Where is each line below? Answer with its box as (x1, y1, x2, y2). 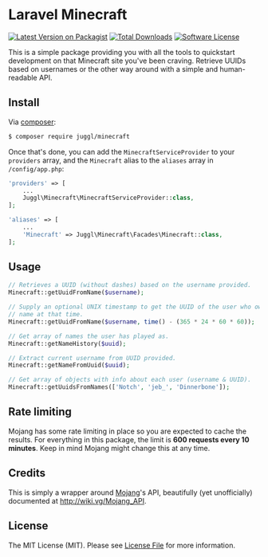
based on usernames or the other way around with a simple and (8, 64, 219, 73)
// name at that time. (8, 311, 84, 319)
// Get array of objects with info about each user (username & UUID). (8, 376, 251, 384)
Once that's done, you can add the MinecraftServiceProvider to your (8, 147, 235, 156)
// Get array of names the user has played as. (8, 332, 170, 340)
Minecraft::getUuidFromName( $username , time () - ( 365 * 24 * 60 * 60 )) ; (8, 317, 255, 326)
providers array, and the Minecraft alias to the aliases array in (8, 155, 214, 165)
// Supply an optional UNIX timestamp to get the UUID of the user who (8, 303, 251, 312)
